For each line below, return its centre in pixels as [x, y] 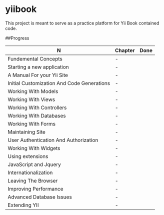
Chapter [125, 50]
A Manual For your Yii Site [38, 75]
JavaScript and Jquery [34, 164]
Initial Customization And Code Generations [59, 83]
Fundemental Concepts [35, 58]
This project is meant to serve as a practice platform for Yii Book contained [82, 23]
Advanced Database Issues [40, 197]
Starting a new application [38, 67]
